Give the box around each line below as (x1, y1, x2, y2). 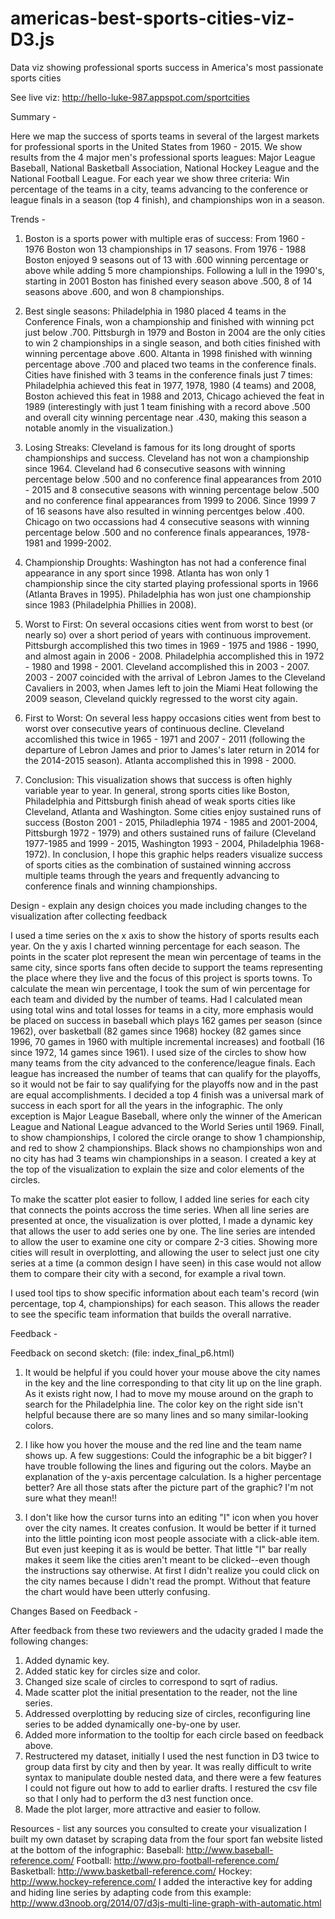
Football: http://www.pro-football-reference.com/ (76, 1854, 280, 1866)
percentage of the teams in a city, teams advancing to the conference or (10, 183, 309, 195)
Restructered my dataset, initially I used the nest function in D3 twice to (24, 1750, 320, 1762)
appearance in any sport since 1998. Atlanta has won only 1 (24, 567, 270, 579)
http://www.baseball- (186, 1843, 274, 1856)
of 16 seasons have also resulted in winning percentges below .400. (24, 505, 305, 517)
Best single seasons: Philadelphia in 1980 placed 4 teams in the (24, 305, 287, 317)
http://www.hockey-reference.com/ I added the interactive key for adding (10, 1875, 313, 1887)
